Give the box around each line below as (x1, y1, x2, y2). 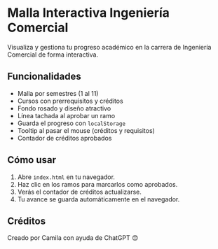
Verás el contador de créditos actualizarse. (17, 187, 142, 196)
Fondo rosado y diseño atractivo (17, 104, 111, 113)
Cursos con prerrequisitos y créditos (17, 97, 124, 105)
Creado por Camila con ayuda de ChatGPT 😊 (7, 234, 139, 242)
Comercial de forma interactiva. (7, 50, 99, 59)
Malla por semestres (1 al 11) (17, 89, 99, 97)
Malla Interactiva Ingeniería (7, 5, 170, 21)
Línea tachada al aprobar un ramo (17, 111, 116, 120)
